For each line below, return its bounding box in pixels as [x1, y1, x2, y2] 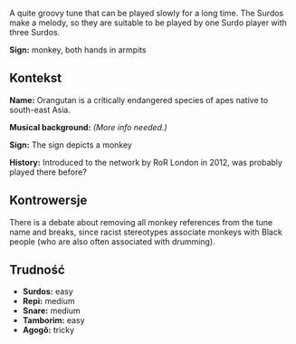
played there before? [9, 167, 88, 177]
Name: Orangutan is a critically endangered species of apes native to [9, 94, 269, 105]
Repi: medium [22, 296, 75, 307]
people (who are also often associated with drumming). [9, 235, 215, 247]
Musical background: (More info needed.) [9, 121, 167, 132]
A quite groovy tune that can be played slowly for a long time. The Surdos [9, 8, 284, 18]
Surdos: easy [22, 286, 74, 297]
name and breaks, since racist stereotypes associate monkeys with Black [9, 226, 282, 237]
